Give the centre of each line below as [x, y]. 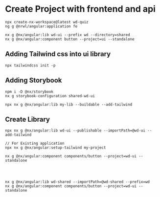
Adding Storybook [34, 80]
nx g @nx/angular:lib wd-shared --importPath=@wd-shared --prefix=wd [78, 182]
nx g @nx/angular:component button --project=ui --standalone [70, 39]
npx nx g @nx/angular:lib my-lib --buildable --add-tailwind [69, 104]
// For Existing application [35, 143]
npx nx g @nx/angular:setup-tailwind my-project [56, 148]
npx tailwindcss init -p [30, 65]
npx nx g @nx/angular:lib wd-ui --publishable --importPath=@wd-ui [75, 131]
